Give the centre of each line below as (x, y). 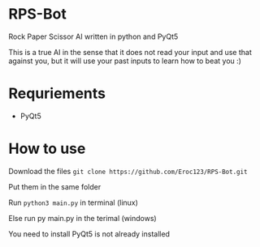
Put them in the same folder (55, 186)
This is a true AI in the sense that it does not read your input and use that (130, 52)
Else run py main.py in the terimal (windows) (82, 218)
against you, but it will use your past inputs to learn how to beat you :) (125, 61)
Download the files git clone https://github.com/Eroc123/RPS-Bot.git (128, 171)
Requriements (57, 94)
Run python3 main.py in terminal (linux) (73, 202)
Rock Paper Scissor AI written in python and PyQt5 (93, 36)
